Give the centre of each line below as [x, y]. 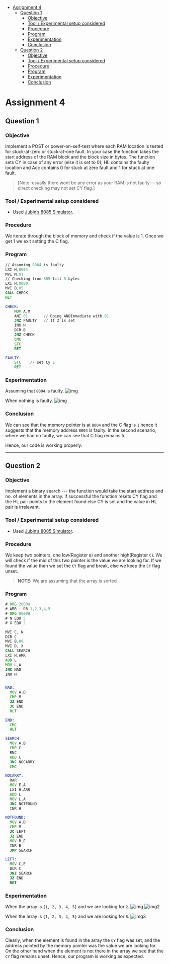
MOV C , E [18, 864]
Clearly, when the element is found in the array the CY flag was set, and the [83, 940]
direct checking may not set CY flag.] [56, 188]
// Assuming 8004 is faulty [35, 265]
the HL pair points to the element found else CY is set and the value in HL [81, 502]
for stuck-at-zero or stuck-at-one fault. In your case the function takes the [82, 151]
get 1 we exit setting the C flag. [37, 242]
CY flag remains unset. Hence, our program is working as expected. [75, 956]
